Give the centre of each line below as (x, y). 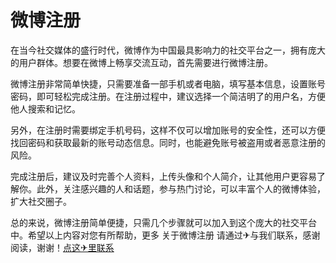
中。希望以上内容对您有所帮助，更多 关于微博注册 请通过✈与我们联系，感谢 (165, 235)
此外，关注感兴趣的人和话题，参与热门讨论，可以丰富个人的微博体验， (181, 188)
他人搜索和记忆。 (45, 108)
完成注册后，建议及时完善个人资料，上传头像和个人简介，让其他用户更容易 (163, 176)
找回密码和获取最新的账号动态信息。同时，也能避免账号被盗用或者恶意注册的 (168, 142)
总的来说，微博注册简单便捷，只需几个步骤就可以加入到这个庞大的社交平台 (163, 222)
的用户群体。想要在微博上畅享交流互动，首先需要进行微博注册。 (141, 62)
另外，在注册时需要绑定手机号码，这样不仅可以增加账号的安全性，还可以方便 (168, 130)
